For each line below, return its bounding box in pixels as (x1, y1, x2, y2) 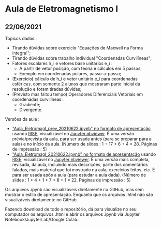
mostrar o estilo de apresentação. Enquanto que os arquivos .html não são (5, 192, 153, 197)
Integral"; (12, 50, 31, 56)
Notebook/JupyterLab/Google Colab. (5, 217, 79, 222)
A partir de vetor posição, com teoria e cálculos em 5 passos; (19, 65, 142, 71)
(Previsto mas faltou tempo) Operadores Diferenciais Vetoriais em (12, 91, 143, 97)
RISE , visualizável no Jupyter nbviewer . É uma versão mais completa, (12, 157, 150, 162)
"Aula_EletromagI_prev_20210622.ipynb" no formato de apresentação (12, 126, 151, 131)
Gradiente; (19, 102, 41, 107)
